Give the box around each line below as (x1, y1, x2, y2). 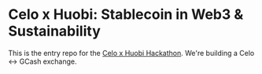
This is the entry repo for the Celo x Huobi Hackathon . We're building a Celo (8, 48, 255, 57)
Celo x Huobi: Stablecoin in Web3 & (8, 6, 244, 24)
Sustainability (8, 22, 101, 40)
